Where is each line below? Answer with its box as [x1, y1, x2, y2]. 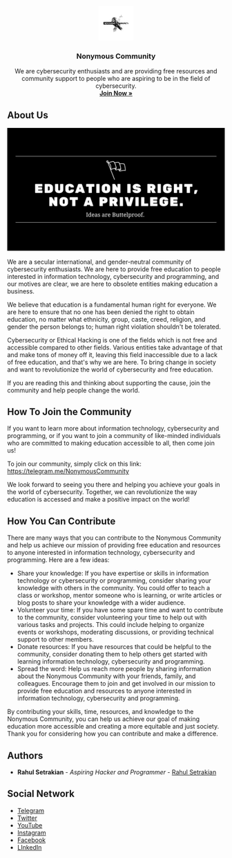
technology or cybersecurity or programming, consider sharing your [17, 576, 212, 585]
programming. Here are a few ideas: [7, 556, 110, 564]
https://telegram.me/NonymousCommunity [7, 467, 130, 475]
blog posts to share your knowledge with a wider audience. [17, 599, 186, 607]
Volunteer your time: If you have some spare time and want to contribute [17, 606, 224, 614]
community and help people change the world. [7, 386, 140, 394]
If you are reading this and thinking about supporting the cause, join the [7, 378, 211, 387]
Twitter [17, 814, 38, 822]
